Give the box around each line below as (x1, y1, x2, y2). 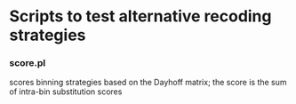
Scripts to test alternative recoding (9, 6, 272, 27)
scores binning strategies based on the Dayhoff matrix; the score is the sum (9, 77, 287, 88)
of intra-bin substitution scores (9, 86, 123, 97)
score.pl (9, 57, 46, 69)
